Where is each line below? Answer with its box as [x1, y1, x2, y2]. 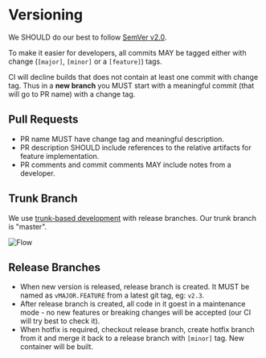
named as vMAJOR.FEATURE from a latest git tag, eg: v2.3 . [19, 290, 205, 300]
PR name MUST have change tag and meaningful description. [19, 134, 225, 144]
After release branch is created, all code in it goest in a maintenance [19, 299, 247, 309]
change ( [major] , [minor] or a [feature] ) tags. [8, 56, 162, 66]
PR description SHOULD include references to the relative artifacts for [19, 143, 252, 152]
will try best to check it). [19, 316, 100, 326]
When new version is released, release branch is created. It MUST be [19, 282, 250, 292]
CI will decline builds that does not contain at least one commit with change [8, 72, 259, 81]
